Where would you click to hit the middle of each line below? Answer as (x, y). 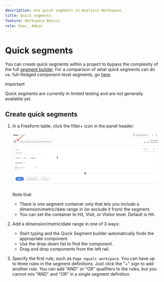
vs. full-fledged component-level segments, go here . (58, 75)
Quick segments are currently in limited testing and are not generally (74, 94)
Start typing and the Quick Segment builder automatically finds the (87, 233)
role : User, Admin (24, 26)
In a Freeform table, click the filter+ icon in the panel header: (73, 126)
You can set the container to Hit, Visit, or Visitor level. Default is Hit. (87, 214)
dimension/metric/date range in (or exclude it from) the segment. (85, 209)
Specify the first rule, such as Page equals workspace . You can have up (83, 258)
